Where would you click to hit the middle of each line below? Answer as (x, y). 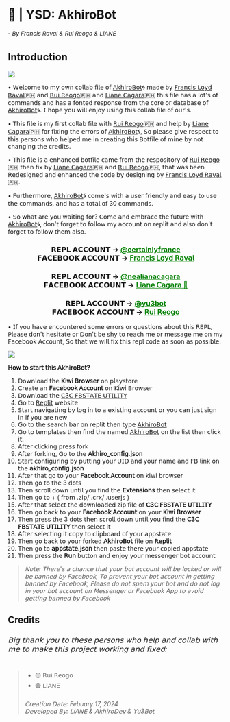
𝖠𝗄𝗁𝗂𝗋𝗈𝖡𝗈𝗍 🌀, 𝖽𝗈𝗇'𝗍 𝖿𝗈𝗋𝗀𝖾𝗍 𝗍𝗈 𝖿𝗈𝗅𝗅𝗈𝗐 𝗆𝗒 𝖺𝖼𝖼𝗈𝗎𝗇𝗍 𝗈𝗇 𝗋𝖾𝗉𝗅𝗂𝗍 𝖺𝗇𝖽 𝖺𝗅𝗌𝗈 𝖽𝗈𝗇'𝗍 (110, 224)
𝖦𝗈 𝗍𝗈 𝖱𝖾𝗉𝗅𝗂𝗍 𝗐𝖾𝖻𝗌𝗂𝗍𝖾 (48, 403)
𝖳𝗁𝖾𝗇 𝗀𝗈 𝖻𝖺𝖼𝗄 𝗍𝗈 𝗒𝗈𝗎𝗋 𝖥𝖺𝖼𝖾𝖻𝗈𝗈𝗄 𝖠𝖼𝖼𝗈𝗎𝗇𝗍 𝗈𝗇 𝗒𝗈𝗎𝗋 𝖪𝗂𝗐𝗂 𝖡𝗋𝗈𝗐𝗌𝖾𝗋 (109, 512)
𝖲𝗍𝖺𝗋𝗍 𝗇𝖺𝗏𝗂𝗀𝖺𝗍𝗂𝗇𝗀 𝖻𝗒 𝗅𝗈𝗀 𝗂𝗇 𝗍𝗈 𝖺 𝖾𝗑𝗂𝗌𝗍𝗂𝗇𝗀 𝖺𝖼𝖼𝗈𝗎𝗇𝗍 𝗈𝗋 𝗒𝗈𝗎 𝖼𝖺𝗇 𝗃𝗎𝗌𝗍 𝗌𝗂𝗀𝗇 (117, 410)
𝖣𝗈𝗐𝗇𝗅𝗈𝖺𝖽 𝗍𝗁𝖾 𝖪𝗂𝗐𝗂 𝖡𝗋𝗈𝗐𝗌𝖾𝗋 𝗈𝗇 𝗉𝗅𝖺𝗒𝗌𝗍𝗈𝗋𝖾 (78, 381)
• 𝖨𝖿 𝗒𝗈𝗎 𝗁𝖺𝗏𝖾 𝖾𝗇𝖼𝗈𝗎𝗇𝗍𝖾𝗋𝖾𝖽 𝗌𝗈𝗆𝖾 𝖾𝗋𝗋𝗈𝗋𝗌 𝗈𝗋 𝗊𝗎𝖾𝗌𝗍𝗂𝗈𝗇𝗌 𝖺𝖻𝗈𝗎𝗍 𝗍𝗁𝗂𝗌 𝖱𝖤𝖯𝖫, (110, 327)
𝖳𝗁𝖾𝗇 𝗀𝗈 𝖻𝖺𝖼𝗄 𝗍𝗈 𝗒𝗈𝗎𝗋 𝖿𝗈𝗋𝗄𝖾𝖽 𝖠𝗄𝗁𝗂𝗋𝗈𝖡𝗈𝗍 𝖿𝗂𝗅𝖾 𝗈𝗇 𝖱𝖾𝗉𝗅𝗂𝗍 (94, 541)
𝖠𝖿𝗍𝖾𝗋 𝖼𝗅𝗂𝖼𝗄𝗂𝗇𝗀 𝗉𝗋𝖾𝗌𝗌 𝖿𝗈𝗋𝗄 (53, 446)
